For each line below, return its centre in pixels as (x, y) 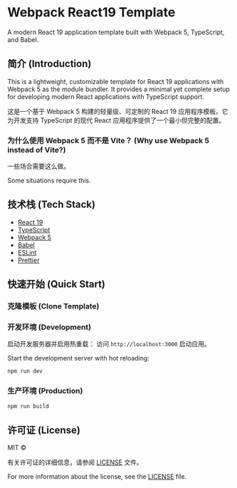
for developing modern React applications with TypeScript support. (106, 96)
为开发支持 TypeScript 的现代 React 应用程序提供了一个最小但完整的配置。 (116, 120)
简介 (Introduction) (49, 64)
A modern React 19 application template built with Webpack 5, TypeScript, (116, 32)
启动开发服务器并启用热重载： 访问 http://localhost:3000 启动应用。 (109, 344)
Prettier (28, 260)
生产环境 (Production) (45, 391)
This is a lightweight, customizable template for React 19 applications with (116, 81)
